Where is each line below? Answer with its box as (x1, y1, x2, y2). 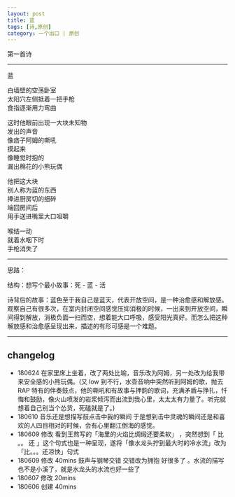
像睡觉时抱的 (7, 153, 44, 162)
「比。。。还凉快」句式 (17, 447, 79, 456)
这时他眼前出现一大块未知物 (7, 118, 87, 127)
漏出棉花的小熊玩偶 (7, 162, 63, 171)
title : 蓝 (7, 17, 35, 24)
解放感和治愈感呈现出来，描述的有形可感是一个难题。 (7, 322, 161, 330)
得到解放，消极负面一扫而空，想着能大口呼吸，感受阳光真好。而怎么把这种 (13, 313, 228, 322)
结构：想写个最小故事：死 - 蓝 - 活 (7, 281, 106, 289)
